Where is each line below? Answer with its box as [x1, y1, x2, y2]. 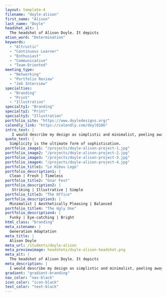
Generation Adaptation [9, 229, 57, 234]
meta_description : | [5, 261, 48, 266]
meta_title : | [5, 233, 35, 238]
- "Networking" [9, 72, 41, 77]
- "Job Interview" [9, 81, 48, 86]
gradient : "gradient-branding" [5, 270, 70, 276]
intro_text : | [5, 127, 35, 132]
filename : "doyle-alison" [5, 12, 59, 17]
